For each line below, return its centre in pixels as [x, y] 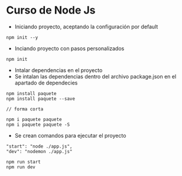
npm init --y [22, 37]
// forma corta [25, 109]
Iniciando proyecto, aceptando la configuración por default [86, 27]
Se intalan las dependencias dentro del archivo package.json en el [95, 76]
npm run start [24, 162]
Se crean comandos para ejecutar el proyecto [70, 135]
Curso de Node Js [51, 10]
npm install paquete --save [41, 99]
